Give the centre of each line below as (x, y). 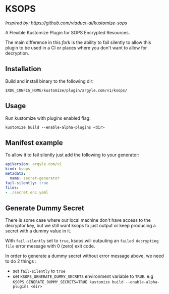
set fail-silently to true (39, 271)
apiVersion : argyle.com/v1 (34, 164)
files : (12, 187)
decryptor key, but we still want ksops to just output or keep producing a (81, 226)
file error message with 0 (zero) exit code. (50, 246)
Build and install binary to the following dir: (49, 81)
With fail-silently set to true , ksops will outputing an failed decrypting (82, 241)
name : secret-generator (35, 178)
